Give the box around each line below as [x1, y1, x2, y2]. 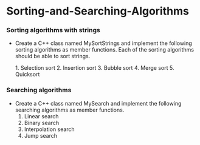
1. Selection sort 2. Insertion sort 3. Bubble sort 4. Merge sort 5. [15, 64, 174, 72]
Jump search [24, 132, 58, 139]
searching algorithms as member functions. [15, 106, 125, 113]
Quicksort [15, 71, 40, 78]
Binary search [24, 119, 60, 126]
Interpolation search [24, 126, 75, 133]
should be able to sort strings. [15, 53, 91, 60]
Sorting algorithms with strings [6, 26, 100, 35]
